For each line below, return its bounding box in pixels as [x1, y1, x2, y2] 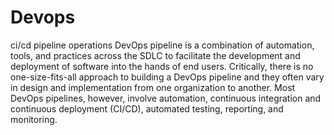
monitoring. [10, 113, 58, 125]
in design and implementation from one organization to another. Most [10, 81, 296, 93]
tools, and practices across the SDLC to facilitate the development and [10, 49, 301, 61]
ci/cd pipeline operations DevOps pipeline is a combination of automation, [10, 39, 315, 51]
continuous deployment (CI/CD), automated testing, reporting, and [10, 102, 284, 115]
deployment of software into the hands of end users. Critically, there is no [10, 60, 314, 72]
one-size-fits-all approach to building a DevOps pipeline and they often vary [10, 71, 325, 83]
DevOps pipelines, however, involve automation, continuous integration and [10, 92, 322, 104]
